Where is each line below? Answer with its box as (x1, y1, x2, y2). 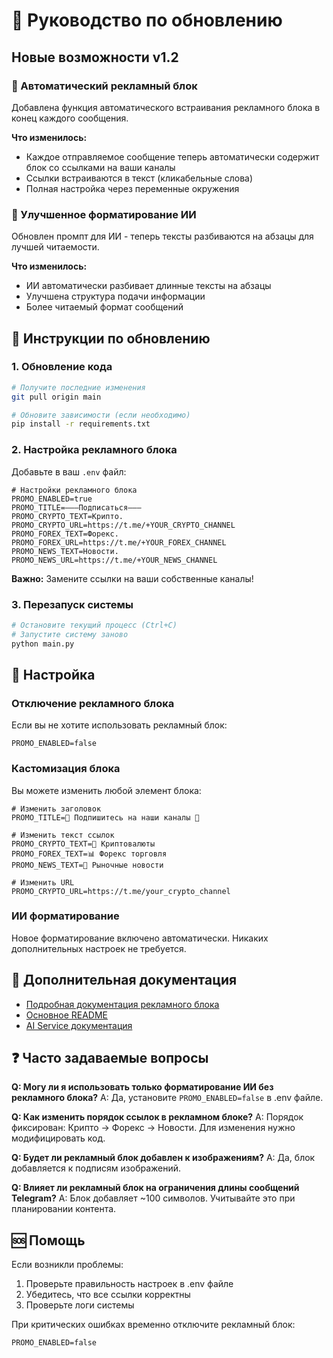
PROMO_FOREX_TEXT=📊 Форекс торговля (11, 849, 168, 859)
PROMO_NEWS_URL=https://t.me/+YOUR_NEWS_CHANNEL (11, 555, 218, 565)
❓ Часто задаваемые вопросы (11, 1050, 209, 1067)
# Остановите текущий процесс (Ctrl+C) (11, 620, 178, 630)
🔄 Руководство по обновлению (11, 9, 283, 32)
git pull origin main (11, 392, 102, 402)
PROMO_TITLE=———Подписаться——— (11, 502, 142, 513)
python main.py (11, 639, 75, 649)
